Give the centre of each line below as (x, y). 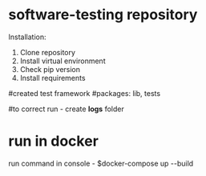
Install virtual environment (63, 61)
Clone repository (48, 52)
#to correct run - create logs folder (66, 109)
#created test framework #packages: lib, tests (85, 93)
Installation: (27, 37)
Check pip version (50, 69)
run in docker (53, 141)
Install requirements (53, 78)
